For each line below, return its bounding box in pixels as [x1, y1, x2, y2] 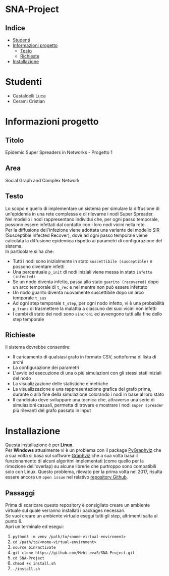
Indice [5, 24, 25, 32]
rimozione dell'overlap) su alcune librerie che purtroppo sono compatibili [5, 463, 156, 469]
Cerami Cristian [12, 98, 45, 104]
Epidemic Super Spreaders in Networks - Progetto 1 [5, 149, 112, 155]
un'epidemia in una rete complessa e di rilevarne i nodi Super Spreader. [5, 211, 154, 217]
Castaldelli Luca [12, 92, 46, 99]
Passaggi [5, 489, 35, 497]
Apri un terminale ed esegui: [5, 523, 64, 530]
